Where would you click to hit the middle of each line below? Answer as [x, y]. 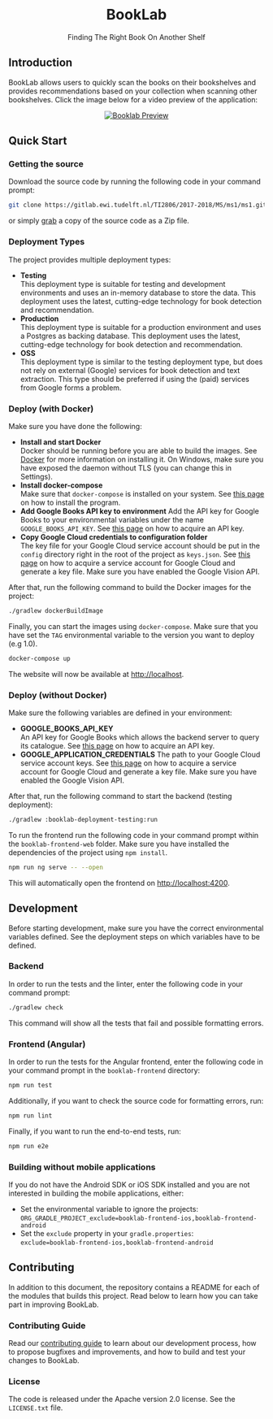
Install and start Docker [61, 442]
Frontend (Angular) [47, 1044]
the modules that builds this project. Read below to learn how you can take [133, 1295]
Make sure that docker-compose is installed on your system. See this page [142, 493]
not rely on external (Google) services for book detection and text [130, 370]
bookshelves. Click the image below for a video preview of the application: [133, 99]
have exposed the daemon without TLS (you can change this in [126, 467]
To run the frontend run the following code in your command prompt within [134, 835]
